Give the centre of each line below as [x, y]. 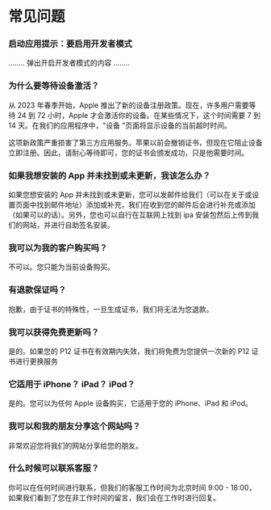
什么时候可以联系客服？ [54, 468]
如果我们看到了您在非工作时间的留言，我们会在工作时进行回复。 [114, 497]
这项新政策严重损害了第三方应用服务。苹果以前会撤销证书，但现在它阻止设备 [135, 142]
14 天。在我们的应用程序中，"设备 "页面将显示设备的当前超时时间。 [120, 125]
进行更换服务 [36, 361]
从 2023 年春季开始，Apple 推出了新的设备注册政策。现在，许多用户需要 [129, 105]
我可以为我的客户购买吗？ [58, 248]
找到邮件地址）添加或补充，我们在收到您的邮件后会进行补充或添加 [146, 205]
